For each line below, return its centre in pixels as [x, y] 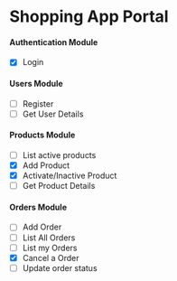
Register [38, 103]
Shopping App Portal [89, 17]
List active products [59, 155]
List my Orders [50, 248]
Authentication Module [54, 42]
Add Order [42, 227]
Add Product [46, 165]
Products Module [42, 135]
